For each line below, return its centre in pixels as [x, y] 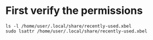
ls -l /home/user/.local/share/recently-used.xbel [69, 26]
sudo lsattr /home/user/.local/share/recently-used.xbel [76, 31]
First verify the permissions [74, 11]
